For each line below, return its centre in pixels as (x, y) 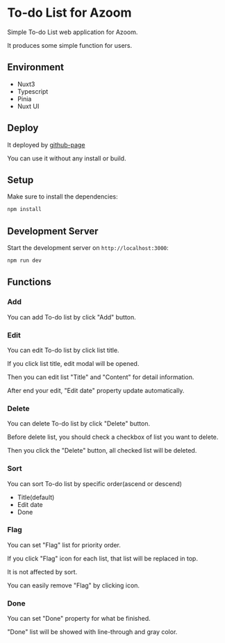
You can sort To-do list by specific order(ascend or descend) (95, 483)
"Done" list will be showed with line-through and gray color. (92, 632)
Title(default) (36, 497)
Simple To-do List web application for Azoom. (73, 32)
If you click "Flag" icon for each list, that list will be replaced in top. (102, 558)
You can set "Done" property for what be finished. (79, 619)
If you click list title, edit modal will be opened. (73, 363)
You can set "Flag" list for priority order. (64, 545)
